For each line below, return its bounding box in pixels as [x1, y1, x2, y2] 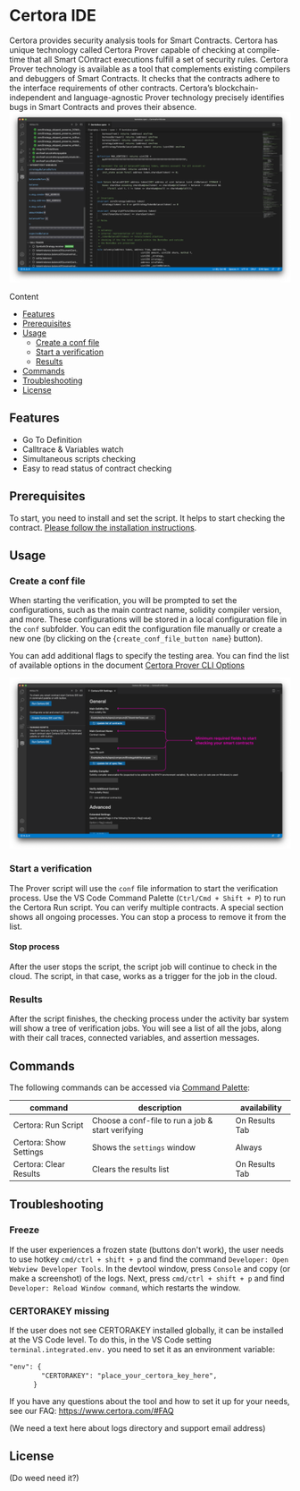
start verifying [92, 1124, 144, 1135]
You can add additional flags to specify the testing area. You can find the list [9, 651, 290, 661]
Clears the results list [92, 1163, 170, 1174]
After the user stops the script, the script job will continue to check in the [9, 961, 278, 972]
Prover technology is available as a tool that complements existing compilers [9, 64, 291, 74]
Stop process [9, 941, 60, 952]
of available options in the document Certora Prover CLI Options [9, 660, 246, 671]
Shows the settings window [92, 1142, 196, 1153]
